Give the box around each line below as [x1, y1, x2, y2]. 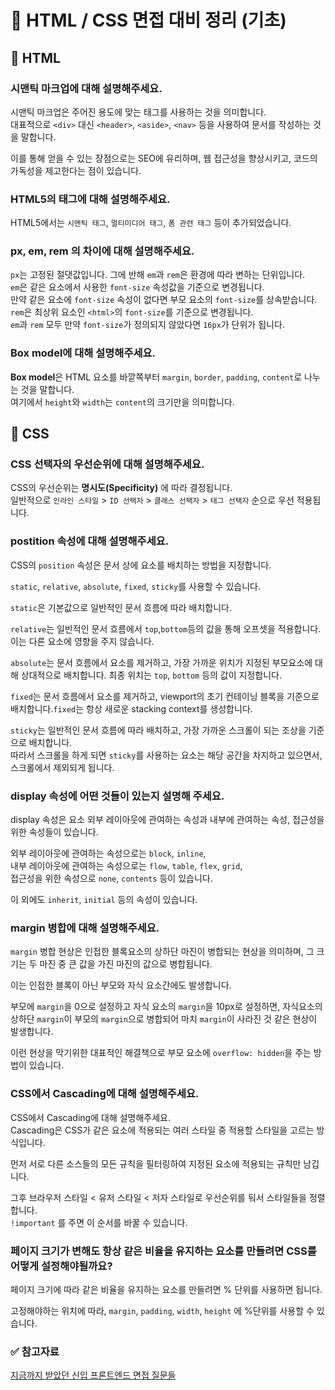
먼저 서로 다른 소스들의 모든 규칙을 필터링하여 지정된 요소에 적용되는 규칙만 [10, 1157, 302, 1170]
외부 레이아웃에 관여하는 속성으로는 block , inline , [10, 847, 207, 860]
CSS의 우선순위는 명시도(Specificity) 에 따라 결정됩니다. [10, 482, 233, 494]
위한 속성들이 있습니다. [10, 826, 99, 838]
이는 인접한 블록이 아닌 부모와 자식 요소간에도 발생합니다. [10, 979, 232, 991]
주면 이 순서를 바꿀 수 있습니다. [68, 1216, 188, 1228]
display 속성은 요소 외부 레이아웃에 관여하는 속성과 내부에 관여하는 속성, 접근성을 [10, 814, 325, 826]
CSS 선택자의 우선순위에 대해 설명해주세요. [10, 457, 205, 471]
